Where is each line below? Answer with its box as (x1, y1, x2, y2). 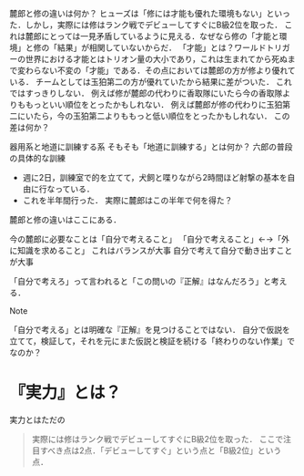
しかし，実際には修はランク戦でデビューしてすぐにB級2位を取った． (25, 19, 283, 30)
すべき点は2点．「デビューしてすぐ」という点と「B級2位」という (39, 445, 282, 456)
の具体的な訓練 (9, 153, 66, 163)
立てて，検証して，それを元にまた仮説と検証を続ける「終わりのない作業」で (9, 336, 296, 347)
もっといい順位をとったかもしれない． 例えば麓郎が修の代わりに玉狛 (25, 99, 283, 109)
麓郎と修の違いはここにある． (9, 214, 121, 225)
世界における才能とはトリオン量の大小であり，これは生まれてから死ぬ (25, 54, 289, 64)
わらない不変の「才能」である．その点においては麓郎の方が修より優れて (25, 65, 296, 76)
